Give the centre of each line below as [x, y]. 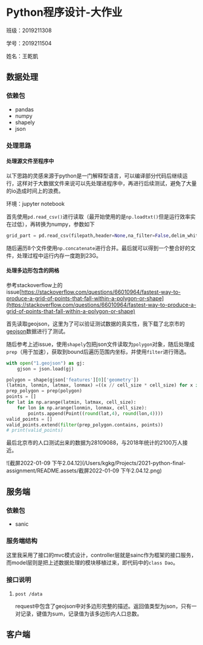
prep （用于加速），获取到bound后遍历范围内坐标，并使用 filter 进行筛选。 [98, 351]
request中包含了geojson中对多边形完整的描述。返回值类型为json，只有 [103, 606]
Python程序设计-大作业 [64, 12]
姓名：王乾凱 [22, 56]
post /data [29, 594]
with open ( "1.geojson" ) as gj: [46, 363]
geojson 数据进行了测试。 [37, 331]
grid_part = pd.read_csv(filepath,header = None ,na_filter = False [88, 236]
